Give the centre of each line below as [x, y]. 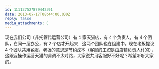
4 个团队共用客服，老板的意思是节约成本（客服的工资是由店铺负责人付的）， [80, 50]
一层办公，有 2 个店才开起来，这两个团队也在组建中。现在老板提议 [88, 44]
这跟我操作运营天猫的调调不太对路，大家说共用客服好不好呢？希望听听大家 [79, 56]
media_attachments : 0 [27, 23]
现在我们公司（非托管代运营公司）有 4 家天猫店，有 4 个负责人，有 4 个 [76, 37]
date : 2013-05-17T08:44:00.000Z [38, 14]
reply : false [18, 18]
